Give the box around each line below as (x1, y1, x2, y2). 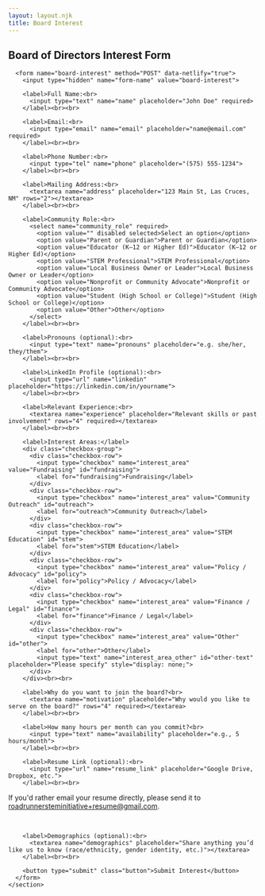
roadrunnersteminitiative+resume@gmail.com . (8, 801, 160, 811)
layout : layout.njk (8, 11, 73, 20)
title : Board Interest (8, 19, 83, 27)
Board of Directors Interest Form (8, 48, 171, 62)
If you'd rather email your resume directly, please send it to (8, 793, 201, 803)
